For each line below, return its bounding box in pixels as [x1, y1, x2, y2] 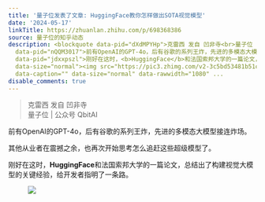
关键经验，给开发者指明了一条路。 [21, 170, 132, 179]
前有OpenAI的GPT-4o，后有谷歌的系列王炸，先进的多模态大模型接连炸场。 [8, 127, 252, 136]
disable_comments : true [8, 77, 87, 85]
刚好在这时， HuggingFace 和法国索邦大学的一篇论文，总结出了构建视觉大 [8, 160, 247, 169]
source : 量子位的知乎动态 [8, 33, 84, 42]
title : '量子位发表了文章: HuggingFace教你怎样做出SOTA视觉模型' [8, 11, 207, 20]
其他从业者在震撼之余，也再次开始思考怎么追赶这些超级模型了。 [8, 143, 215, 152]
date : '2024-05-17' [8, 19, 73, 27]
